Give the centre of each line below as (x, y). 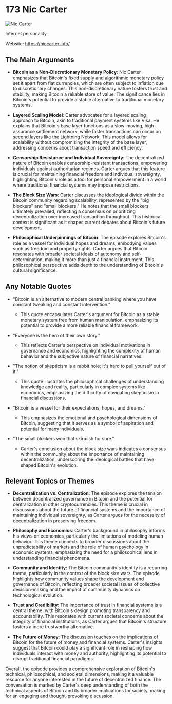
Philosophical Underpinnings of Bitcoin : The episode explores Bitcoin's (89, 237)
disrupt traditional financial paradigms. (53, 659)
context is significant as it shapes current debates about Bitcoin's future (89, 222)
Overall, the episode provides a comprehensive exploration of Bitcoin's (80, 669)
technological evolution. (38, 595)
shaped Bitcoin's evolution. (49, 465)
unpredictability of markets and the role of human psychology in (81, 547)
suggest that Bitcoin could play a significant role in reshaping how (82, 648)
